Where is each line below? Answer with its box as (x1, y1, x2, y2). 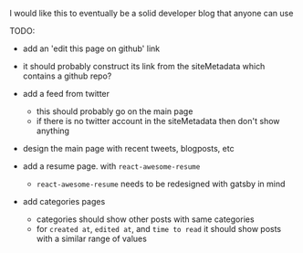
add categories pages (22, 196, 106, 206)
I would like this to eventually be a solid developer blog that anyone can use (9, 8, 294, 18)
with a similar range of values (36, 233, 148, 244)
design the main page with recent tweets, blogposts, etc (22, 143, 235, 153)
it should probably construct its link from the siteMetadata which (22, 61, 266, 71)
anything (36, 125, 70, 136)
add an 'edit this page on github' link (22, 43, 161, 54)
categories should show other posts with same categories (36, 214, 255, 225)
